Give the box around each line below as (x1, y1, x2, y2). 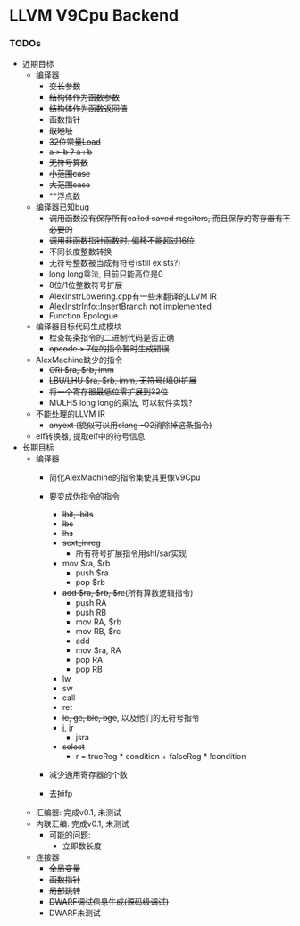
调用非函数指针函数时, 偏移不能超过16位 (48, 236, 195, 246)
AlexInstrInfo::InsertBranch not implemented (48, 301, 212, 312)
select (62, 741, 85, 752)
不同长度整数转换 (48, 246, 112, 257)
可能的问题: (48, 830, 91, 840)
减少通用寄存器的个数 (48, 769, 128, 781)
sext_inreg (62, 537, 101, 549)
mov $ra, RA (75, 645, 121, 656)
